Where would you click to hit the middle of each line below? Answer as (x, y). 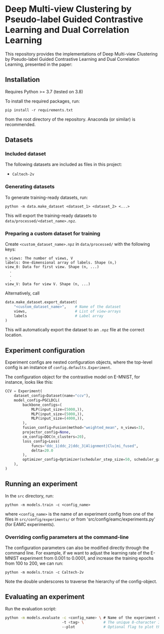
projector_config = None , (47, 432)
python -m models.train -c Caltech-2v (44, 573)
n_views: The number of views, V (39, 259)
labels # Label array (59, 316)
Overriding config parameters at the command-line (67, 537)
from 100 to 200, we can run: (34, 563)
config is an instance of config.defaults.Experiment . (58, 368)
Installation (22, 80)
